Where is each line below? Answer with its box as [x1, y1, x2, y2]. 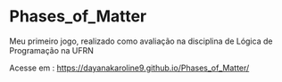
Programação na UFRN [9, 45, 94, 55]
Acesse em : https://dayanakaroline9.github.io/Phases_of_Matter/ [9, 62, 250, 73]
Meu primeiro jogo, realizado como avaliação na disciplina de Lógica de [9, 36, 273, 46]
